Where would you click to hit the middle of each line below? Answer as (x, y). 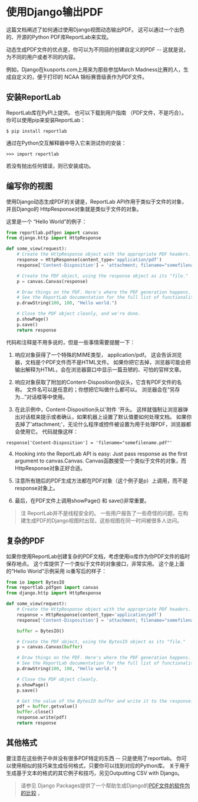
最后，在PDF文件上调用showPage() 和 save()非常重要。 (82, 500)
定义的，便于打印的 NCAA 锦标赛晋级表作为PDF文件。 (82, 77)
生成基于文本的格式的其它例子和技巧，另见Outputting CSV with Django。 (94, 773)
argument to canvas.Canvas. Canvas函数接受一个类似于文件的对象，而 (100, 461)
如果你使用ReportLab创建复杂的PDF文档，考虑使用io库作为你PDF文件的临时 (98, 556)
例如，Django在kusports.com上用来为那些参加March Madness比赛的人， (95, 69)
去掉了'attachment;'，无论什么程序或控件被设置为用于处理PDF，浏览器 (100, 424)
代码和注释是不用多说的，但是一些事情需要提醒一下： (71, 342)
